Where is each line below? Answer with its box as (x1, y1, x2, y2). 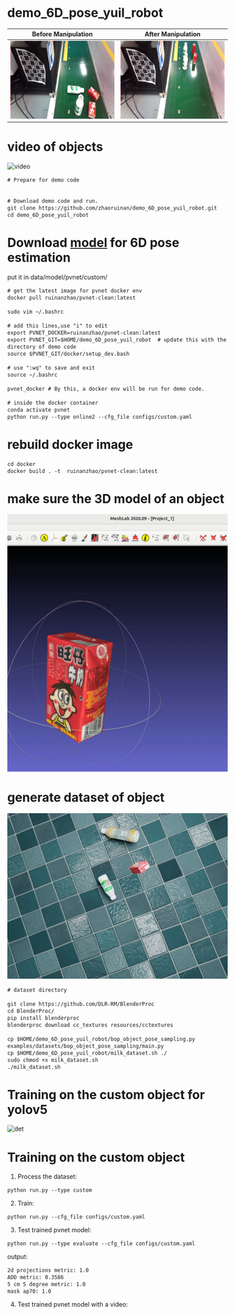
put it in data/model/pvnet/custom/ (7, 273, 108, 281)
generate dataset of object (7, 790, 165, 805)
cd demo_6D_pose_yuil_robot (7, 212, 90, 219)
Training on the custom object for (7, 1087, 205, 1103)
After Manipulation (144, 30, 201, 39)
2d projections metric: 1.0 (7, 1267, 90, 1274)
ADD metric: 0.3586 (7, 1274, 64, 1281)
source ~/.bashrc (7, 371, 58, 378)
